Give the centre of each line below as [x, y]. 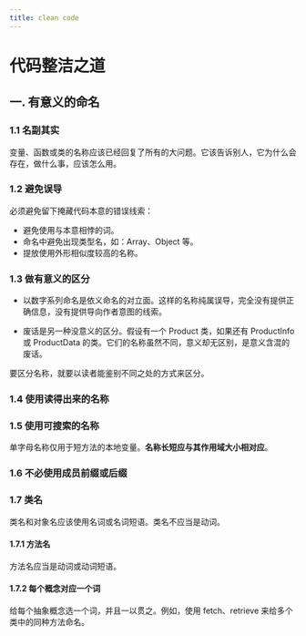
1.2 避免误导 [36, 190]
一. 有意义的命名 [55, 103]
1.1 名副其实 [35, 130]
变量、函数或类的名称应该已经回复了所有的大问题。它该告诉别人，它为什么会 [153, 152]
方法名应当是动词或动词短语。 [65, 566]
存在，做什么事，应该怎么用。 [65, 163]
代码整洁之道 [58, 66]
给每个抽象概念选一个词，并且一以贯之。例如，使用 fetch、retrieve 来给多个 [151, 610]
